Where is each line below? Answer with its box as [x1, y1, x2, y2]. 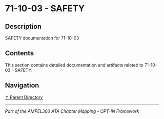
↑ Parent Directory [5, 94, 43, 100]
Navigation [5, 81, 39, 90]
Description [5, 22, 41, 31]
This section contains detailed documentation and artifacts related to [5, 62, 144, 68]
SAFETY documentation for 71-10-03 [5, 35, 79, 41]
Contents [5, 49, 34, 57]
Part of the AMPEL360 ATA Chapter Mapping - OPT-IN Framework [5, 108, 139, 114]
